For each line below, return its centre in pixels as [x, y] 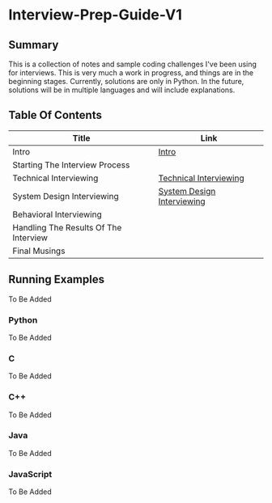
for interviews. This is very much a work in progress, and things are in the [131, 73]
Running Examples [57, 279]
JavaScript [30, 474]
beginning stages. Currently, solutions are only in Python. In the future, [126, 81]
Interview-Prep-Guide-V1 [95, 15]
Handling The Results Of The [67, 227]
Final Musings [39, 251]
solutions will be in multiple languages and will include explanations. [122, 90]
